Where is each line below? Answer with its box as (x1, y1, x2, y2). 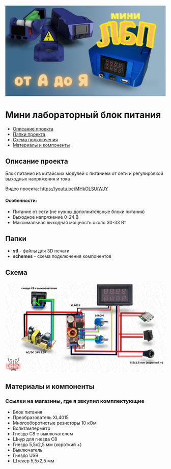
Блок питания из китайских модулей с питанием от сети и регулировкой (5, 170, 164, 176)
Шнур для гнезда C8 (12, 436, 58, 442)
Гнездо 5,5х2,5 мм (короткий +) (12, 441, 82, 448)
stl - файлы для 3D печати (12, 248, 70, 254)
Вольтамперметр (12, 425, 51, 431)
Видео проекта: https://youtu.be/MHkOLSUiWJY (5, 186, 108, 192)
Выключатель (12, 447, 43, 453)
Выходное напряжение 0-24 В (12, 214, 79, 220)
